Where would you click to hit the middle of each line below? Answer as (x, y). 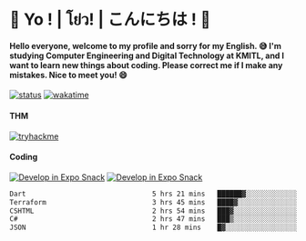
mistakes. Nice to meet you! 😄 (68, 75)
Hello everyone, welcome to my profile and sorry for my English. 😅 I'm (146, 45)
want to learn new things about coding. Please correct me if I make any (146, 65)
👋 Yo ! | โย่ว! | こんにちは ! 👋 (110, 20)
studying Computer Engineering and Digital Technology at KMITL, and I (147, 55)
